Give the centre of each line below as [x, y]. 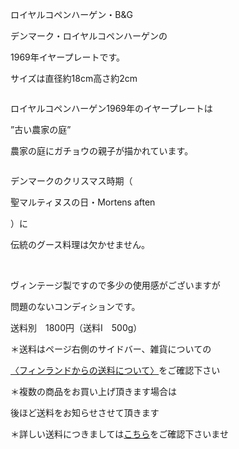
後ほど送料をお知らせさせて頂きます [85, 412]
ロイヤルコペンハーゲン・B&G [71, 14]
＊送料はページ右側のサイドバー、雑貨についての [111, 349]
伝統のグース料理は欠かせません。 [80, 244]
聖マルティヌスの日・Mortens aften [83, 202]
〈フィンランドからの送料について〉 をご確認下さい [115, 370]
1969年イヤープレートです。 [68, 57]
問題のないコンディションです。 [75, 306]
